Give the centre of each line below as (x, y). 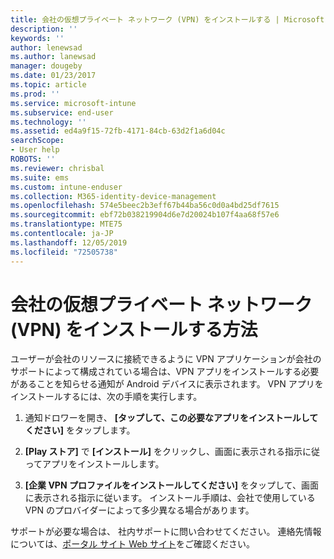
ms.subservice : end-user (62, 112)
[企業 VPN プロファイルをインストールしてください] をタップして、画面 (171, 485)
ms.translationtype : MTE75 (66, 224)
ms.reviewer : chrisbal (57, 168)
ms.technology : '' (48, 122)
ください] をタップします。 (80, 430)
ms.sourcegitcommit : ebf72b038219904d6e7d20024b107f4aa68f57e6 (145, 215)
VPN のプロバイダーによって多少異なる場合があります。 (139, 510)
